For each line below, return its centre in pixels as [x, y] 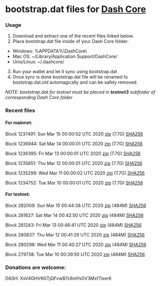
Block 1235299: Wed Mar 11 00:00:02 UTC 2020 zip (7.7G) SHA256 [75, 173]
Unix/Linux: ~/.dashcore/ [38, 62]
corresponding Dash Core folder [39, 97]
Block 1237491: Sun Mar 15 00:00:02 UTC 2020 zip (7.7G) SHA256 [74, 134]
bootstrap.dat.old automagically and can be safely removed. [75, 82]
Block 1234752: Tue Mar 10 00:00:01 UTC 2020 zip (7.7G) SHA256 [74, 183]
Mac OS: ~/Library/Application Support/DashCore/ [65, 56]
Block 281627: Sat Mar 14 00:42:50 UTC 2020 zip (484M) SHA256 [74, 215]
